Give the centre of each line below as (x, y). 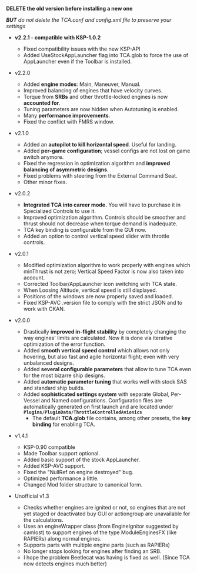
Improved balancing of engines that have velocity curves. (93, 90)
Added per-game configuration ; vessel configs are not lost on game (107, 151)
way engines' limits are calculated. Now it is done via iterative (98, 338)
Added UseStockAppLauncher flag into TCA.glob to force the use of (106, 55)
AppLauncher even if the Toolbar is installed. (78, 61)
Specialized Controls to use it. (59, 211)
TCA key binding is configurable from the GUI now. (85, 230)
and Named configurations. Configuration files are (102, 400)
